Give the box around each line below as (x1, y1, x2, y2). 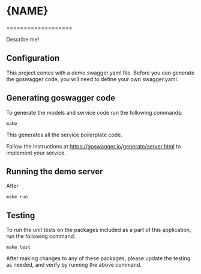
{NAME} (6, 4, 49, 18)
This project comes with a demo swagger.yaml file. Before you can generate (6, 69, 195, 76)
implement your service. (6, 149, 66, 156)
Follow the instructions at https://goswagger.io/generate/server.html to (6, 142, 181, 150)
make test (6, 245, 31, 251)
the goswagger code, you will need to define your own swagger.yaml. (6, 75, 179, 82)
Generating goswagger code (6, 93, 116, 103)
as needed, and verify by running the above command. (6, 261, 142, 269)
